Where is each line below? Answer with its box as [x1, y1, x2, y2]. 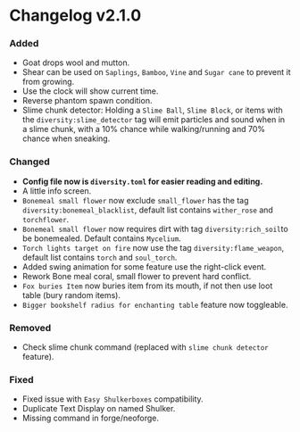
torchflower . [21, 213, 70, 224]
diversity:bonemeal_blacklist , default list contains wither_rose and [21, 204, 274, 215]
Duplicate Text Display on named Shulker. [21, 403, 176, 414]
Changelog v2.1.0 [9, 5, 142, 26]
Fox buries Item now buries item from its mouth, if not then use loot [21, 280, 273, 291]
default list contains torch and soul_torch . [21, 252, 178, 262]
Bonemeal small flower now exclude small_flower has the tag [21, 195, 249, 205]
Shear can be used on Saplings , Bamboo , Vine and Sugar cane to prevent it [21, 67, 292, 78]
